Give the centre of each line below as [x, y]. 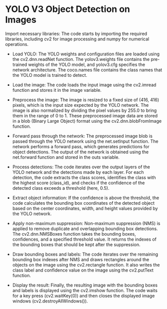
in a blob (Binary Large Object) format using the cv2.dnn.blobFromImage [87, 121]
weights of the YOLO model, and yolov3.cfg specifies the [87, 64]
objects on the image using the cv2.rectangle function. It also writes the [86, 265]
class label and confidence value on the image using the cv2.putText [83, 270]
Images [21, 20]
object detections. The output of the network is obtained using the [81, 152]
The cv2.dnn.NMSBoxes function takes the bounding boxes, [74, 234]
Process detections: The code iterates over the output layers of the [81, 167]
